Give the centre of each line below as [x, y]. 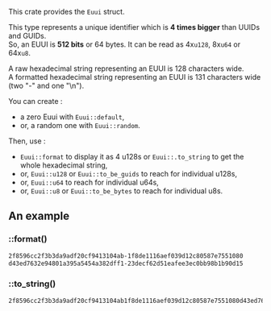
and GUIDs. [27, 36]
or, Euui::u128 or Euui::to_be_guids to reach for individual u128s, [129, 174]
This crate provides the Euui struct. [67, 12]
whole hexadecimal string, [64, 165]
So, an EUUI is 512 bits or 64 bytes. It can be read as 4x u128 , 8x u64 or [124, 44]
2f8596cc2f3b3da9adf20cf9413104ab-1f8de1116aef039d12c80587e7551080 [126, 256]
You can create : [35, 101]
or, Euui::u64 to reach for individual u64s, [89, 182]
